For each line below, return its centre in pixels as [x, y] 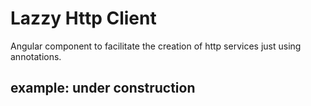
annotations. [36, 56]
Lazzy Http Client [83, 18]
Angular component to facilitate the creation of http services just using [156, 46]
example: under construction [103, 88]
